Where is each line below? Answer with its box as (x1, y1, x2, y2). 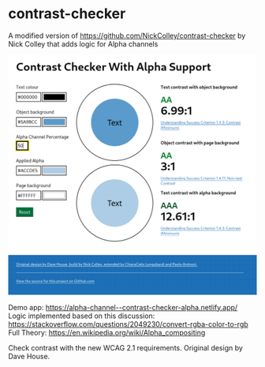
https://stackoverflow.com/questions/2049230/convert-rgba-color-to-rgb (8, 319, 248, 328)
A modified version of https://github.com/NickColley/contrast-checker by (8, 31, 246, 40)
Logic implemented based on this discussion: (8, 311, 155, 320)
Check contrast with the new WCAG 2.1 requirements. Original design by (8, 343, 243, 352)
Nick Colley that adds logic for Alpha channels (8, 39, 159, 48)
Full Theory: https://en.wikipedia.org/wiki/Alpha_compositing (8, 328, 206, 337)
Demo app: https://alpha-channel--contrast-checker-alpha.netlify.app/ (8, 302, 238, 312)
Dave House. (8, 351, 50, 361)
